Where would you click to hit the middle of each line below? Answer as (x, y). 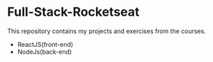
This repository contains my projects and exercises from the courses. (107, 31)
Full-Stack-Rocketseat (73, 12)
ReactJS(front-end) (45, 44)
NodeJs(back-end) (45, 52)
